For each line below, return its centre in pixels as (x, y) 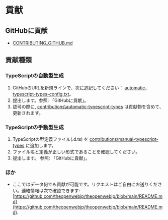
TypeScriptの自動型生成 (34, 76)
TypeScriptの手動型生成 (34, 127)
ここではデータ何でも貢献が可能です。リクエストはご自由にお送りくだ (85, 184)
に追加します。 (41, 145)
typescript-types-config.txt (41, 94)
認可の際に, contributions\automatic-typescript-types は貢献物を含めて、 (88, 106)
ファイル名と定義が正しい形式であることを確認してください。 (76, 151)
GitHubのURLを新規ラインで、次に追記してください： (68, 88)
